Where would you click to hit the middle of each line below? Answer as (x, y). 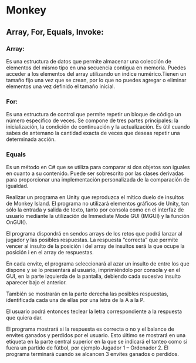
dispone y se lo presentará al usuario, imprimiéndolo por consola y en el (93, 270)
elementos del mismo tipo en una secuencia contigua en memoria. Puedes (96, 68)
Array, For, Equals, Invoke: (55, 32)
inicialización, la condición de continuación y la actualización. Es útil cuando (98, 127)
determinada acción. (31, 139)
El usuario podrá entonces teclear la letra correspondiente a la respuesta (94, 311)
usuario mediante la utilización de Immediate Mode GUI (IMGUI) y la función (98, 216)
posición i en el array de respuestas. (50, 253)
